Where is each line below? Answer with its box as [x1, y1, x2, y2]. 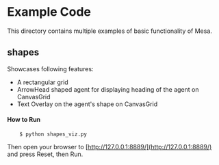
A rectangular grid [16, 78, 68, 86]
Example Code [7, 4, 91, 20]
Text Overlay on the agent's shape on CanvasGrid [16, 100, 158, 108]
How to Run [7, 116, 41, 124]
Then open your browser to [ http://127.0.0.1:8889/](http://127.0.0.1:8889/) [7, 142, 212, 151]
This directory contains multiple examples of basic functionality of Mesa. [7, 27, 212, 35]
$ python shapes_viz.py [19, 131, 88, 138]
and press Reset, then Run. [7, 150, 83, 158]
